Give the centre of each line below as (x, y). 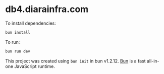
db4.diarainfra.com (47, 9)
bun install (18, 32)
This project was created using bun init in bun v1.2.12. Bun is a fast (75, 61)
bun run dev (18, 51)
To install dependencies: (31, 23)
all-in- (153, 61)
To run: (13, 42)
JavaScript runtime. (35, 66)
